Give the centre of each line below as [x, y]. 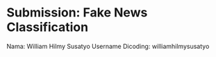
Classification [47, 27]
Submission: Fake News [77, 13]
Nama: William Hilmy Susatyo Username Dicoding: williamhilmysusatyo [108, 46]
